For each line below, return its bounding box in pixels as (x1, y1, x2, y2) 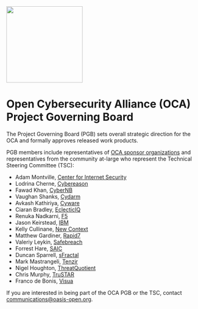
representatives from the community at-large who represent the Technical (6, 155, 193, 162)
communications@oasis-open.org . (6, 296, 93, 303)
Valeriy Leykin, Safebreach (15, 238, 83, 245)
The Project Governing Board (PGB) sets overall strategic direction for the (6, 130, 191, 137)
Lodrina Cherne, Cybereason (15, 180, 88, 187)
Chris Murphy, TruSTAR (15, 271, 74, 278)
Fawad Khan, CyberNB (15, 186, 73, 194)
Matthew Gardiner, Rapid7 (15, 231, 81, 239)
